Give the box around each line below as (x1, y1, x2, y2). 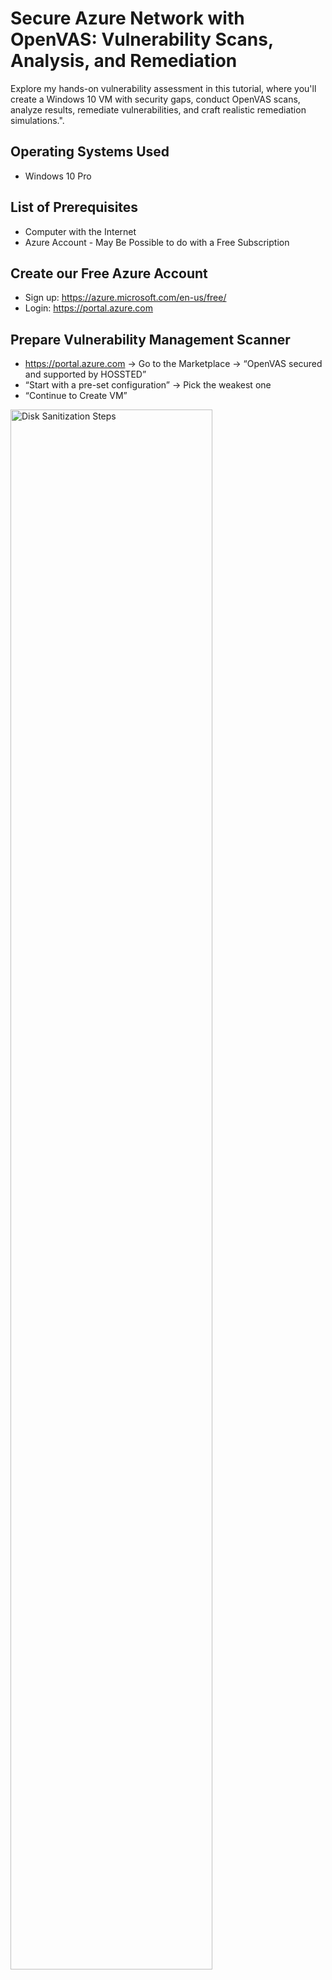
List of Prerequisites (10, 199, 139, 216)
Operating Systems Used (10, 143, 170, 161)
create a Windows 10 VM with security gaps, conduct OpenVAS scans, (10, 93, 301, 105)
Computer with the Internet (24, 225, 137, 237)
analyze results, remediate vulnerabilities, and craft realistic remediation (10, 103, 307, 116)
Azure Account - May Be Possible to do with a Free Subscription (24, 236, 290, 248)
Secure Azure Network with (10, 7, 245, 30)
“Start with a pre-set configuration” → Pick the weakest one (24, 379, 272, 391)
